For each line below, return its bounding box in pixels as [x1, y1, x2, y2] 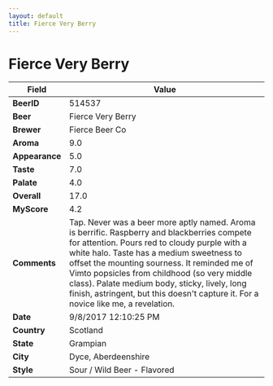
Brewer [12, 124, 41, 135]
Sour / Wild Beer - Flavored [68, 364, 175, 375]
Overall [12, 191, 41, 202]
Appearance [12, 151, 62, 162]
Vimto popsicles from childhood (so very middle [68, 268, 253, 279]
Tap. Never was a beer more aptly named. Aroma [68, 217, 256, 228]
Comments [12, 257, 57, 269]
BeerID [12, 98, 40, 109]
